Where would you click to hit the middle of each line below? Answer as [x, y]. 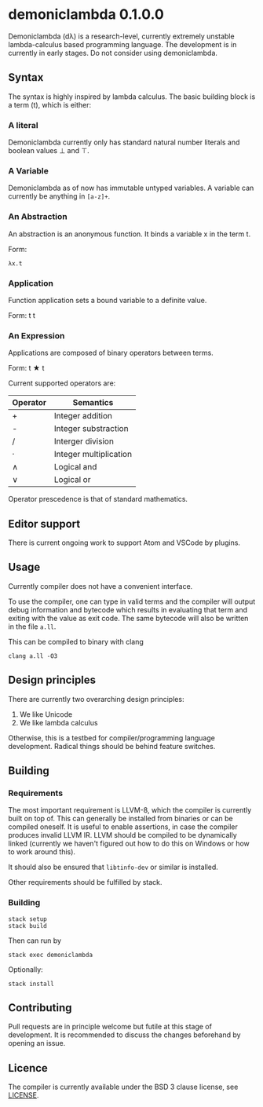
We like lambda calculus [58, 722]
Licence [28, 1068]
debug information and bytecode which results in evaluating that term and [128, 609]
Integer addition [83, 416]
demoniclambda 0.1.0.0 [86, 15]
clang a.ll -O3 [33, 656]
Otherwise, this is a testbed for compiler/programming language [112, 738]
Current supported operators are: [62, 383]
